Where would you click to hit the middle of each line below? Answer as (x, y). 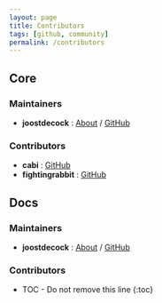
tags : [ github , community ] (59, 34)
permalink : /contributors (57, 42)
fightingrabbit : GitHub (64, 175)
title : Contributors (47, 26)
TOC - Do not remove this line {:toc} (87, 290)
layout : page (33, 17)
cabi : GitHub (46, 165)
